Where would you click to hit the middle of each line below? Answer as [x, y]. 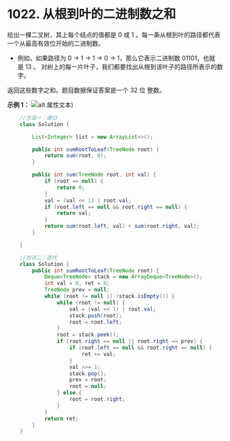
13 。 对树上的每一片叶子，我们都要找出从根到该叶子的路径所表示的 [121, 66]
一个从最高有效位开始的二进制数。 [56, 43]
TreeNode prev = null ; [77, 290]
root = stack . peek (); [88, 335]
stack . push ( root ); [96, 316]
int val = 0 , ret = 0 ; [77, 283]
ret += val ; [99, 354]
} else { [69, 393]
